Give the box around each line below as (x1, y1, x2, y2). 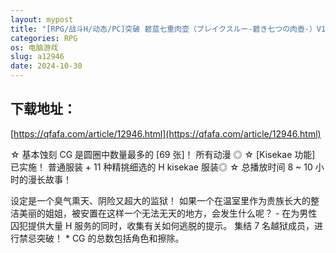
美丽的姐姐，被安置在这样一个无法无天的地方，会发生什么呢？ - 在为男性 (18, 207, 318, 219)
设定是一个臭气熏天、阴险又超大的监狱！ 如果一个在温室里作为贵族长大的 (10, 194, 311, 206)
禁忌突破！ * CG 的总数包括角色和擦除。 (18, 232, 185, 244)
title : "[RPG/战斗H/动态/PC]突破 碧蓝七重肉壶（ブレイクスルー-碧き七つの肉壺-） (10, 24, 317, 34)
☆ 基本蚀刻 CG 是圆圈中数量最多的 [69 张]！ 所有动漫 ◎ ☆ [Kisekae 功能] (10, 148, 316, 160)
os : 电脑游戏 (10, 42, 59, 53)
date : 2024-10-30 (10, 61, 83, 71)
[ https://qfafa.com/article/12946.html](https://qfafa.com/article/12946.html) (10, 127, 322, 140)
